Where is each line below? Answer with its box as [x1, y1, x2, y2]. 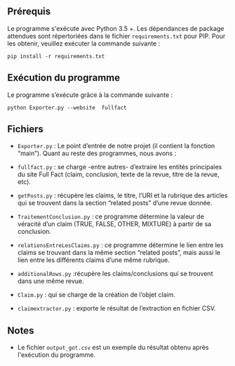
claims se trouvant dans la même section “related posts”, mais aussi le [17, 249, 221, 257]
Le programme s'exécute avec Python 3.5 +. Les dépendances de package [7, 24, 224, 32]
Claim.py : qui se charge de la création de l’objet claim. [17, 291, 175, 299]
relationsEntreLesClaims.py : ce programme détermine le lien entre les [17, 241, 224, 249]
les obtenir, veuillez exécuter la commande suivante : [7, 39, 161, 48]
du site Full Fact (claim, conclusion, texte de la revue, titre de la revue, [17, 170, 220, 178]
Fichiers [7, 123, 43, 136]
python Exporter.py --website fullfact [7, 104, 128, 111]
